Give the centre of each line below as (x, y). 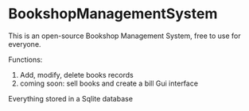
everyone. (25, 44)
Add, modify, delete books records (76, 75)
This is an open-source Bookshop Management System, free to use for (124, 36)
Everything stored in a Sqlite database (71, 98)
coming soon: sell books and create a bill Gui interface (109, 83)
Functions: (25, 59)
